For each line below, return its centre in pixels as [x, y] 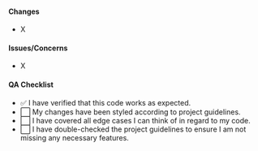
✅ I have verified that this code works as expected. [105, 102]
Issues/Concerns [38, 48]
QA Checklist [31, 84]
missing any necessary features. [75, 137]
